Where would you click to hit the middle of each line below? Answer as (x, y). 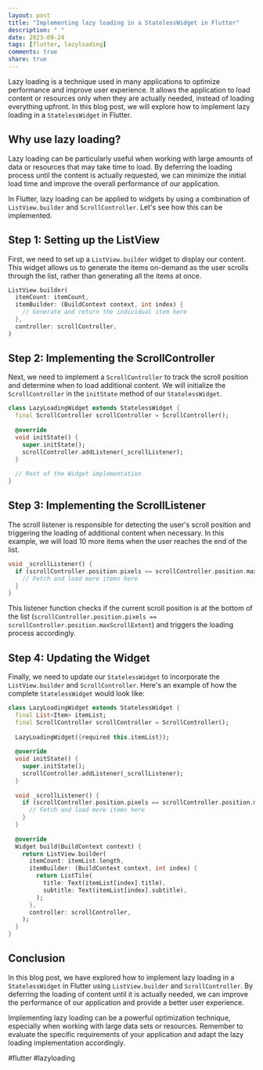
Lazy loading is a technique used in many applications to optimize (114, 81)
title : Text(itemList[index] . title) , (104, 883)
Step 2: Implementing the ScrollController (112, 358)
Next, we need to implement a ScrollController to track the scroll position (128, 377)
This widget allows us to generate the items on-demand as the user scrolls (128, 267)
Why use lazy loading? (65, 139)
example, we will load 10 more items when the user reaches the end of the (128, 541)
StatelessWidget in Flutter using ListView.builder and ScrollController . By (130, 985)
